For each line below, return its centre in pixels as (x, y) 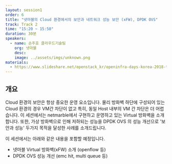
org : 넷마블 (26, 48)
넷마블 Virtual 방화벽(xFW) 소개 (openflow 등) (59, 149)
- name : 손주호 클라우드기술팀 (38, 43)
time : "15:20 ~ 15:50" (29, 29)
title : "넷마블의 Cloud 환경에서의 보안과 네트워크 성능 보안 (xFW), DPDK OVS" (82, 19)
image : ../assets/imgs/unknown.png (52, 57)
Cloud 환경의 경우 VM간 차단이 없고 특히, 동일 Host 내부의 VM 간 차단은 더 (80, 108)
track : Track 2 (21, 24)
